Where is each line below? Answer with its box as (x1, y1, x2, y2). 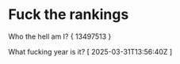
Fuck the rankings (8, 6, 129, 24)
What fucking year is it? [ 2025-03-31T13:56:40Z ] (8, 47, 173, 56)
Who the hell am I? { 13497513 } (8, 32, 112, 41)
